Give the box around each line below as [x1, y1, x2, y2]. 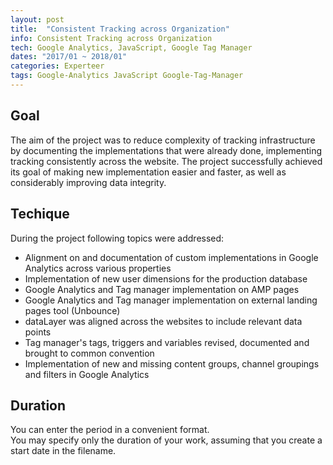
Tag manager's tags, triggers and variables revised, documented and [24, 336, 310, 348]
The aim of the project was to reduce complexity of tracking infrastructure [10, 134, 316, 146]
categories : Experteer [10, 61, 105, 71]
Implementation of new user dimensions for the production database [24, 272, 308, 285]
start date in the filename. [10, 445, 117, 457]
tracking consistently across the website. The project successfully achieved [10, 155, 323, 167]
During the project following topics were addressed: [10, 232, 225, 244]
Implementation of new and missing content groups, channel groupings [24, 357, 320, 370]
